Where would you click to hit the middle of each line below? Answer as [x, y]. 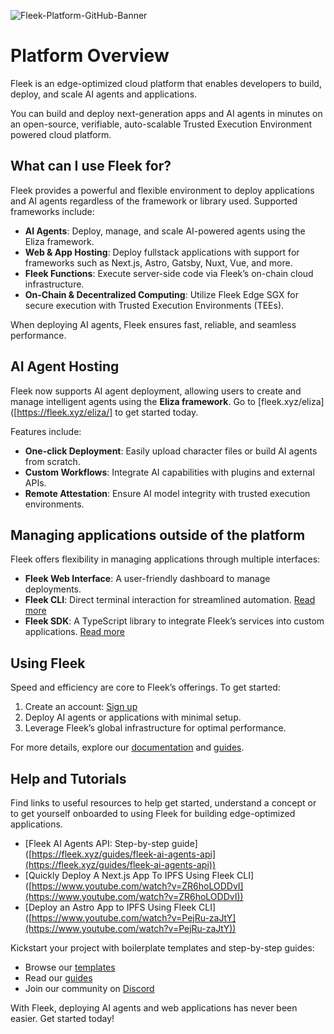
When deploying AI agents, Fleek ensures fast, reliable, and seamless [153, 324]
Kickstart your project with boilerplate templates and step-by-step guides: [162, 948]
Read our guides [58, 978]
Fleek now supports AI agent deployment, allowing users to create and [156, 391]
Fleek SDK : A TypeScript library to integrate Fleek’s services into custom [174, 621]
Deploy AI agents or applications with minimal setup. [133, 717]
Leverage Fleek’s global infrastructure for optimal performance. [155, 728]
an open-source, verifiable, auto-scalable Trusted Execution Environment [161, 124]
